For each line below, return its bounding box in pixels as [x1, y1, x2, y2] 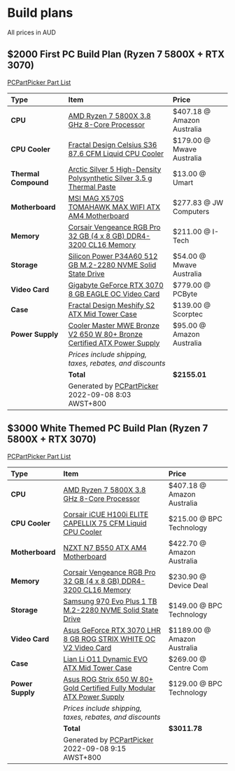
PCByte [172, 289, 198, 299]
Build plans [7, 5, 73, 21]
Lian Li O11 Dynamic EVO [63, 654, 148, 664]
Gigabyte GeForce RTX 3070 [68, 280, 164, 290]
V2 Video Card [63, 643, 112, 652]
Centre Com [168, 663, 208, 673]
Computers [172, 206, 210, 216]
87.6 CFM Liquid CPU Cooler [68, 149, 164, 159]
